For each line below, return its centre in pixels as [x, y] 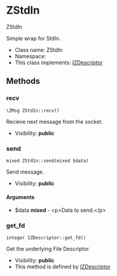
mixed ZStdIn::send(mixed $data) [48, 161]
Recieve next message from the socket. [54, 121]
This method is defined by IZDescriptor [63, 267]
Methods [23, 81]
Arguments [20, 197]
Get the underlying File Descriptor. [48, 249]
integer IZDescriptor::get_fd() [46, 238]
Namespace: [30, 56]
